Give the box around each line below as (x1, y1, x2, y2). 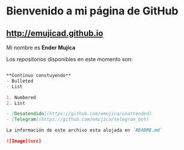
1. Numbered (6, 94, 36, 100)
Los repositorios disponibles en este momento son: (6, 56, 133, 62)
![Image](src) (6, 138, 42, 144)
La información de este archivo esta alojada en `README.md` (6, 127, 163, 133)
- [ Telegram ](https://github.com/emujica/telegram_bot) (6, 116, 149, 122)
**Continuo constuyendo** (6, 73, 71, 79)
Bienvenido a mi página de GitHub (6, 4, 179, 18)
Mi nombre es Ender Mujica (6, 44, 76, 51)
